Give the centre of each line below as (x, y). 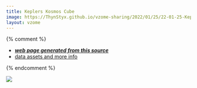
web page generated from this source (62, 50)
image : (14, 17)
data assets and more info (46, 57)
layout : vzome (23, 22)
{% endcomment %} (31, 68)
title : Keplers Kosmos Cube (40, 11)
